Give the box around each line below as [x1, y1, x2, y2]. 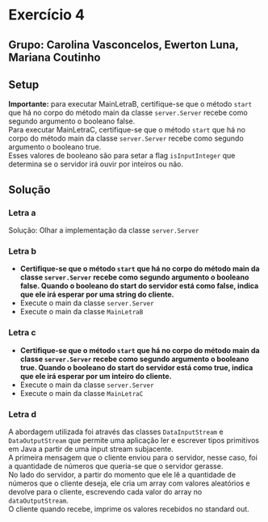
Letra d [8, 408, 37, 419]
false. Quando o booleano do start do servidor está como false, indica [19, 281, 259, 291]
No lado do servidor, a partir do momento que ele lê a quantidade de [8, 469, 237, 479]
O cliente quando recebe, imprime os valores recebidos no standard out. [8, 503, 250, 514]
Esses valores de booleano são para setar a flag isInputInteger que [8, 151, 236, 161]
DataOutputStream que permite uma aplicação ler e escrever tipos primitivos [8, 435, 260, 445]
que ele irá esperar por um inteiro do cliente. [19, 371, 172, 381]
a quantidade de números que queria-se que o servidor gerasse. [8, 461, 224, 470]
